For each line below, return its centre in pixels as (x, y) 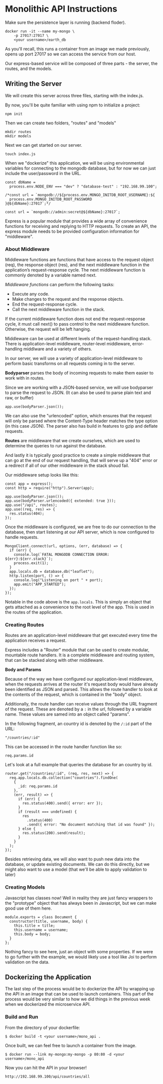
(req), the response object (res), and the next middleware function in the (77, 265)
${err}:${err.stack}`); (29, 559)
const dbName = (20, 182)
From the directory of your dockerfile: (42, 1027)
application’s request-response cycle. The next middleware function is (75, 270)
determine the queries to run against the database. (56, 446)
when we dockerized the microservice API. (48, 1004)
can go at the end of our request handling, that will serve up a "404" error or (81, 461)
